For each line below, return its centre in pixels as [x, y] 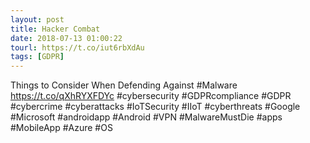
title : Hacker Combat [55, 29]
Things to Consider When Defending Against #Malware [124, 85]
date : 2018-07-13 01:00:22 [66, 38]
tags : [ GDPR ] [37, 57]
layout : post [37, 19]
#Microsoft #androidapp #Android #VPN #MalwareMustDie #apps [146, 117]
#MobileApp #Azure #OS [61, 128]
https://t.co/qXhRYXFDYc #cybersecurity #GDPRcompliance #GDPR [151, 96]
